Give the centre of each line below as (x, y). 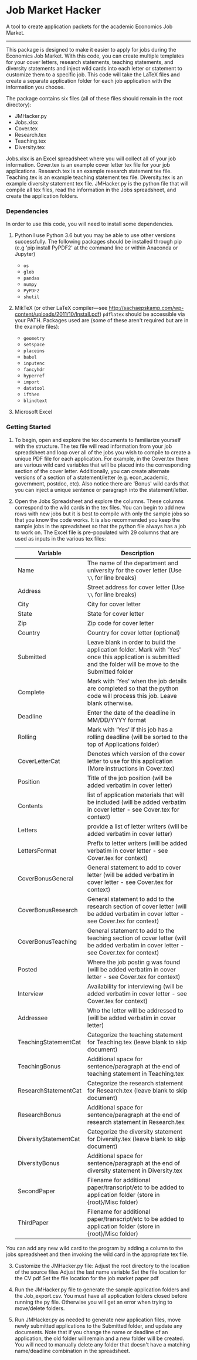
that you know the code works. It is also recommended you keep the (97, 519)
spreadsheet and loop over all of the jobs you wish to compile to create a (103, 452)
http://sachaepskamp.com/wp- (146, 308)
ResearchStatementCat (50, 1091)
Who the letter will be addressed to (135, 1010)
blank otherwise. (110, 703)
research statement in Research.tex (136, 1122)
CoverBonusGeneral (45, 878)
